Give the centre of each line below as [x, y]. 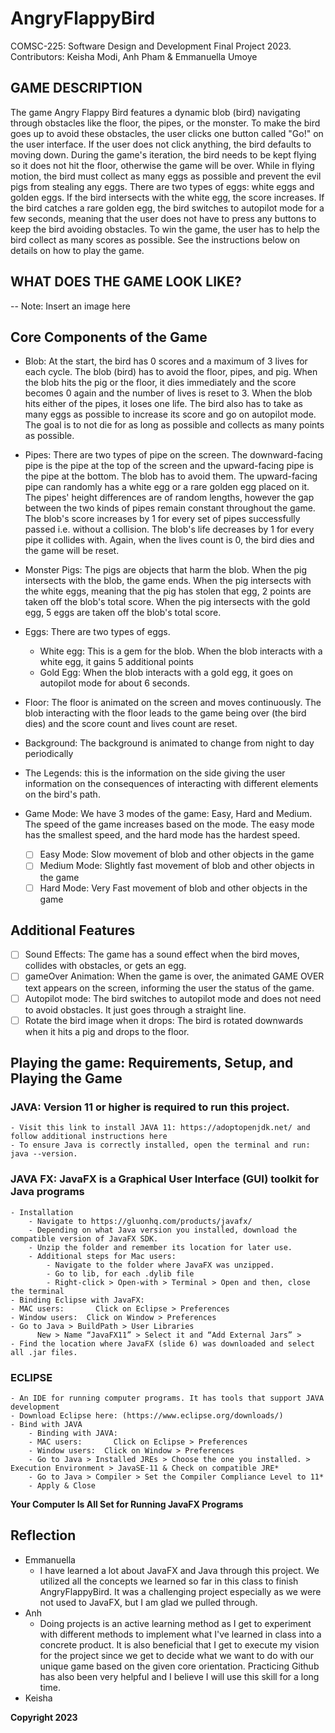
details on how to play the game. [77, 250]
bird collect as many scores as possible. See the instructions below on [155, 239]
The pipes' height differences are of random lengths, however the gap [169, 498]
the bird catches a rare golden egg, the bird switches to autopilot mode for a [167, 208]
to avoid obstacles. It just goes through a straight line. [135, 1009]
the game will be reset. [72, 551]
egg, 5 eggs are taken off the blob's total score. [123, 613]
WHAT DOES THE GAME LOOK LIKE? [126, 282]
